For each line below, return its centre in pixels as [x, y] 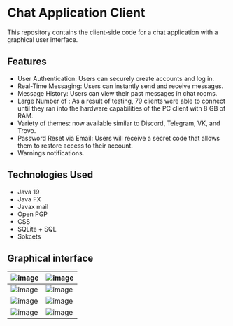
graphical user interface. [43, 39]
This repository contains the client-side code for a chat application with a [113, 32]
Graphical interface [50, 258]
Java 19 [28, 192]
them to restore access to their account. [75, 146]
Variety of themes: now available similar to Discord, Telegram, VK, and [119, 123]
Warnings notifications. [51, 153]
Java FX [29, 199]
